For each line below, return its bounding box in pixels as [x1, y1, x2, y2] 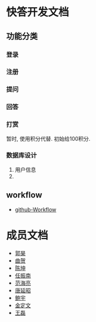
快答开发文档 [6, 5, 70, 19]
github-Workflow [14, 206, 57, 213]
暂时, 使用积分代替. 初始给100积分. [6, 135, 91, 142]
